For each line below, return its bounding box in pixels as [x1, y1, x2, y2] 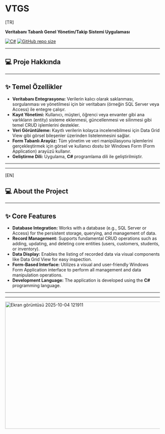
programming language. [12, 283, 61, 289]
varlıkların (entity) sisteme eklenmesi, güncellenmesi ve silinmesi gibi [12, 117, 152, 123]
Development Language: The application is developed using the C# [12, 277, 151, 283]
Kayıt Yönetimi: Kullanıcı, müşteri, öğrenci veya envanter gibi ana [12, 111, 145, 117]
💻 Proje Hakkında [5, 58, 61, 67]
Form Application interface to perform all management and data [12, 267, 141, 273]
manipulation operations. [12, 272, 63, 278]
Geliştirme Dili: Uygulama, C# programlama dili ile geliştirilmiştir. [12, 153, 143, 159]
